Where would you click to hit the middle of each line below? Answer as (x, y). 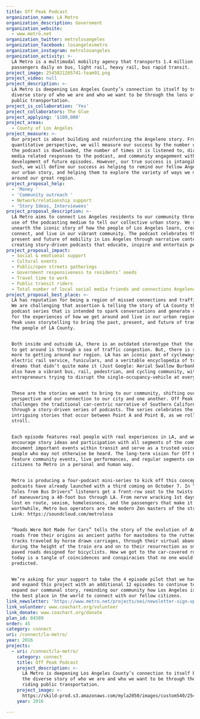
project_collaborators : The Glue (48, 112)
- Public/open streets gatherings (54, 267)
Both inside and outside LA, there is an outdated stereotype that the (102, 344)
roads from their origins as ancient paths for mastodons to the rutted (104, 536)
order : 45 (18, 624)
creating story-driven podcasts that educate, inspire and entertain (99, 245)
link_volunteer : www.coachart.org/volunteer (62, 607)
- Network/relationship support (52, 200)
